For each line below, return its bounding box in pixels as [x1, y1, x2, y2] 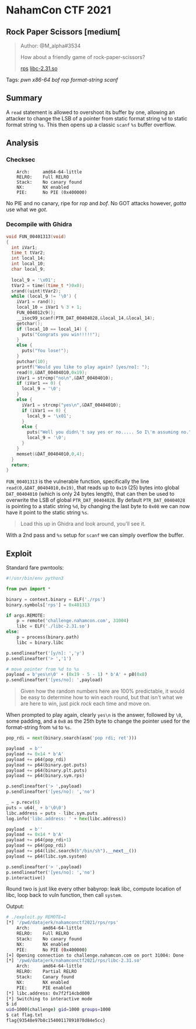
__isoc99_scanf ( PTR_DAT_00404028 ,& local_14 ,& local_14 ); [16, 315, 156, 321]
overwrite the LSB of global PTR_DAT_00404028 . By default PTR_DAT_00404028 [6, 496, 185, 503]
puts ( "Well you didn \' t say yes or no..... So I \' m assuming [27, 429, 179, 436]
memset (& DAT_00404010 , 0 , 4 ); [16, 451, 85, 457]
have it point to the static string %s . [6, 509, 89, 516]
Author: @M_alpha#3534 [20, 42, 81, 49]
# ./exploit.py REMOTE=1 [6, 914, 66, 920]
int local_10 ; [11, 261, 45, 267]
